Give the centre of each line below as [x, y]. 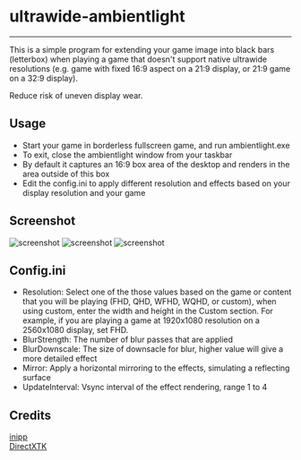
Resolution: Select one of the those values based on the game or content [157, 292]
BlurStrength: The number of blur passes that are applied [128, 340]
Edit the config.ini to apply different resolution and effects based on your [156, 183]
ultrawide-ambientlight [97, 17]
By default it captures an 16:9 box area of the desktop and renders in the [156, 164]
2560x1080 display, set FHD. [75, 330]
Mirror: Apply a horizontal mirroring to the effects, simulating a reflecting [156, 368]
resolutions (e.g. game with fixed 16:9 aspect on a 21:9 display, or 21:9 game [150, 68]
